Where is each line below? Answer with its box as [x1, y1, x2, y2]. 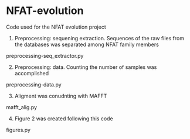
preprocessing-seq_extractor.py [6, 52, 84, 59]
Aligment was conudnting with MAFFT [14, 92, 107, 99]
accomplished [14, 69, 49, 77]
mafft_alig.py [6, 103, 37, 110]
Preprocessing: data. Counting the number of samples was [14, 63, 157, 71]
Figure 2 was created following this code [14, 115, 113, 122]
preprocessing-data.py [6, 81, 62, 88]
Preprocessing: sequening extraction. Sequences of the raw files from [14, 34, 185, 41]
